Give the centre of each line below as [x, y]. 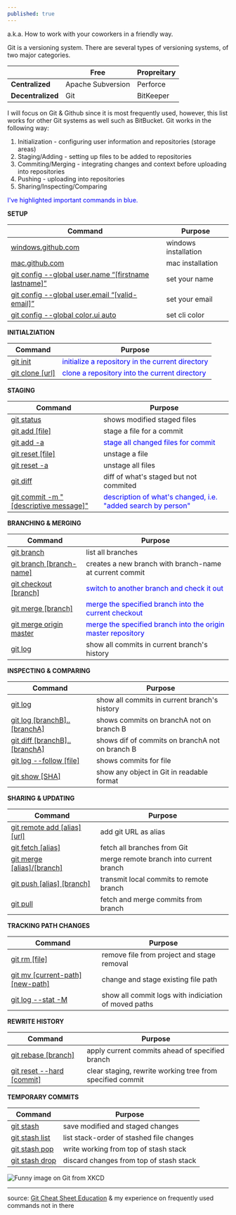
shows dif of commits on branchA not [158, 740]
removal [115, 963]
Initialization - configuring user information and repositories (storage [117, 141]
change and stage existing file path [159, 979]
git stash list [31, 1138]
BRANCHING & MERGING [44, 523]
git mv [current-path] [46, 975]
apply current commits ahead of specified [156, 1050]
